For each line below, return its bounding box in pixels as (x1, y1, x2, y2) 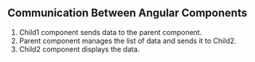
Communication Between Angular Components (7, 6, 248, 20)
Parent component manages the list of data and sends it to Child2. (18, 36, 237, 45)
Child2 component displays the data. (18, 44, 140, 54)
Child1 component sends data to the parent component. (18, 27, 202, 37)
